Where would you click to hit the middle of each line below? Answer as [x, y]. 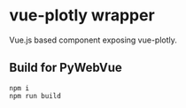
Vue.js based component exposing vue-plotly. [93, 40]
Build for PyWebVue [66, 68]
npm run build [35, 96]
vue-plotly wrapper [82, 15]
